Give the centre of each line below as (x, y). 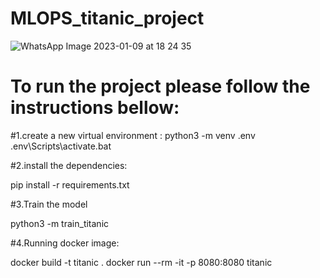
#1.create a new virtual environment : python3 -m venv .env (133, 135)
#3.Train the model (49, 204)
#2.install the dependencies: (69, 165)
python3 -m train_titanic (60, 223)
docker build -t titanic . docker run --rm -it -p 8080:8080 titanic (141, 262)
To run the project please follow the (160, 86)
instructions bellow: (95, 108)
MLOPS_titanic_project (107, 18)
